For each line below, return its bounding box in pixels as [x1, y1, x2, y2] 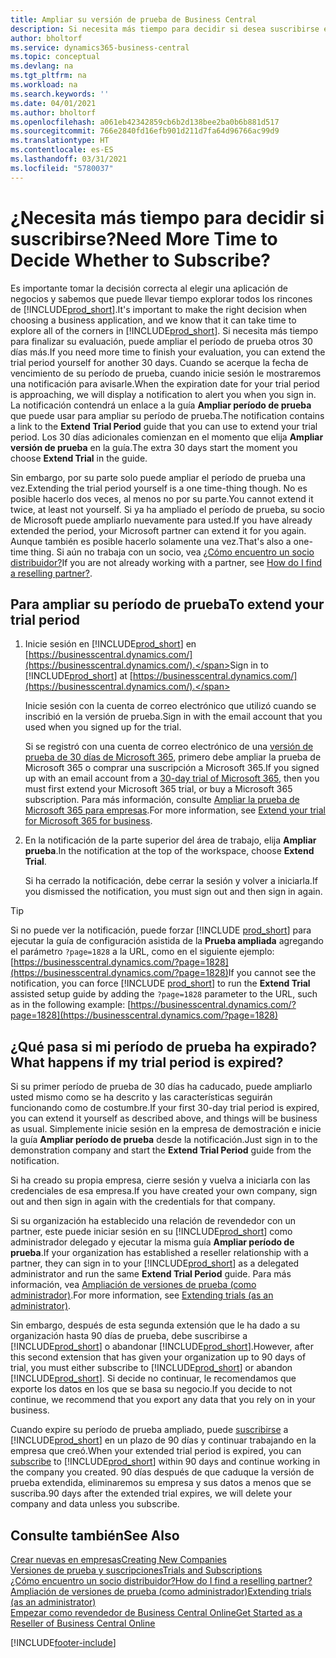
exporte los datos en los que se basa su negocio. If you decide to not [10, 1383, 293, 1395]
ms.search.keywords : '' [10, 89, 110, 99]
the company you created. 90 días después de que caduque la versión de [10, 1466, 315, 1478]
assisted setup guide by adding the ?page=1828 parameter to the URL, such [10, 988, 318, 1000]
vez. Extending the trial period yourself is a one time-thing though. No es [10, 482, 308, 494]
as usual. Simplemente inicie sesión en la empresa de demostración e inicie [10, 1123, 322, 1135]
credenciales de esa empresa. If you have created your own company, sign [10, 1185, 318, 1197]
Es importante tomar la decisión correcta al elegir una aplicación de [10, 282, 288, 294]
